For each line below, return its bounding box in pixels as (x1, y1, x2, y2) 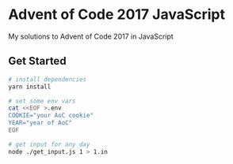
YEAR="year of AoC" (8, 119, 73, 127)
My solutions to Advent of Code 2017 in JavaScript (8, 32, 174, 41)
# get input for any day (8, 140, 90, 148)
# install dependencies (8, 75, 87, 84)
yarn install (8, 83, 52, 91)
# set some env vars (8, 97, 77, 105)
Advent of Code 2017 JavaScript (8, 6, 226, 24)
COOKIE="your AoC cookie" (8, 112, 94, 120)
